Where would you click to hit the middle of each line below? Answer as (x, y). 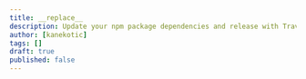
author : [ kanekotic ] (49, 35)
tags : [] (26, 43)
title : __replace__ (46, 18)
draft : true (32, 52)
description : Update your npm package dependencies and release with (144, 26)
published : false (42, 60)
